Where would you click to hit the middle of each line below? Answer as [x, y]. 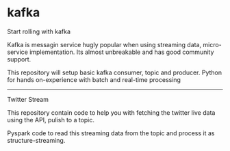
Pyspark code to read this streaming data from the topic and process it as [111, 133]
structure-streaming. [36, 140]
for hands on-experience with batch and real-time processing [94, 79]
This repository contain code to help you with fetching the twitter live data [111, 112]
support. [19, 59]
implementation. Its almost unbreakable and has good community [122, 52]
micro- [212, 44]
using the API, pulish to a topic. [51, 120]
